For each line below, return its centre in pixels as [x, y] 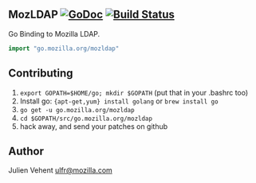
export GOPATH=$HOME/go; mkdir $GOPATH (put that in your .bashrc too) [134, 92]
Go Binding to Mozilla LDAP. [54, 33]
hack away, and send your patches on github [94, 126]
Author [26, 151]
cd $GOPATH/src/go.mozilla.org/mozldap [86, 119]
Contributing [41, 74]
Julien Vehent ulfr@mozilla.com [61, 170]
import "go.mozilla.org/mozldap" [64, 49]
